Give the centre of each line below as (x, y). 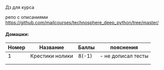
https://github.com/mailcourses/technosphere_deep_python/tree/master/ (82, 23)
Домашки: (17, 34)
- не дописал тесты (124, 56)
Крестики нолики (52, 56)
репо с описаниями (27, 17)
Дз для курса (20, 7)
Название (52, 48)
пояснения (124, 48)
